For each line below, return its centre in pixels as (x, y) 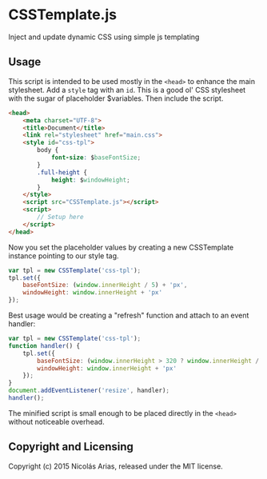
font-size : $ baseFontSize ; (96, 158)
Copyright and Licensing (71, 447)
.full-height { (62, 172)
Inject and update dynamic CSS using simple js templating (104, 37)
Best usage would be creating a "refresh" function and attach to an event (129, 315)
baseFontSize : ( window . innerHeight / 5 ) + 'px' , (105, 285)
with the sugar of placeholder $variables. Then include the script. (116, 98)
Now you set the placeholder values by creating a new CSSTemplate (121, 247)
